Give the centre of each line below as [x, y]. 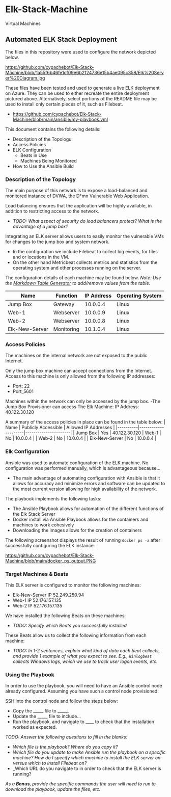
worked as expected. [35, 727]
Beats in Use [34, 155]
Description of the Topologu [42, 139]
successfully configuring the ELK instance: [50, 545]
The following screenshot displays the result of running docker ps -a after [83, 540]
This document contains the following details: [53, 129]
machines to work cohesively [43, 525]
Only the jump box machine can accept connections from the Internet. [79, 371]
